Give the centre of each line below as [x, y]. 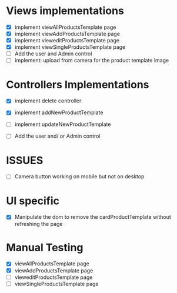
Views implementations [65, 11]
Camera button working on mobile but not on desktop [79, 177]
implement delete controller [48, 101]
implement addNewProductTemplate [59, 112]
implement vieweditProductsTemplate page [67, 41]
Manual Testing [45, 247]
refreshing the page [39, 224]
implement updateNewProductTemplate [63, 124]
